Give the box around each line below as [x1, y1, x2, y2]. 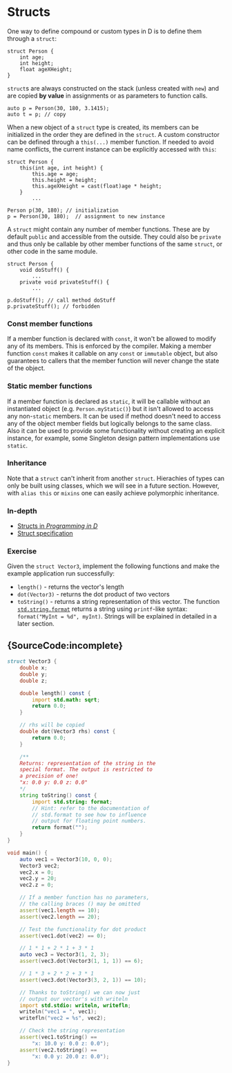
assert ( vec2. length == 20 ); [19, 913, 100, 920]
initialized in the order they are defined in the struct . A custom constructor [7, 130, 220, 138]
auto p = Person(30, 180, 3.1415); [7, 104, 110, 111]
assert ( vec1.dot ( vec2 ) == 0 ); [19, 932, 107, 939]
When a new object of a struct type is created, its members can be [7, 122, 199, 131]
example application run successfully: [7, 569, 115, 578]
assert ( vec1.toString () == [19, 1034, 97, 1041]
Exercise [7, 547, 37, 556]
